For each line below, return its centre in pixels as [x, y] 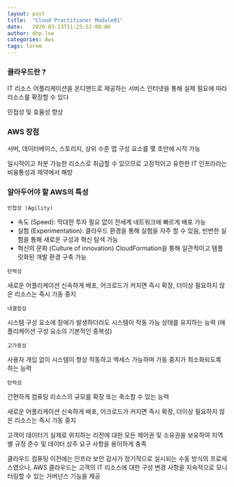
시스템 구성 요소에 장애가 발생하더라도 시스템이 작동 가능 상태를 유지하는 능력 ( [114, 322]
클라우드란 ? [27, 72]
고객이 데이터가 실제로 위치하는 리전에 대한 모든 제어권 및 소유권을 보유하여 [109, 435]
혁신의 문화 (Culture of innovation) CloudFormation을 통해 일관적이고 [114, 248]
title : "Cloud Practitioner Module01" [65, 20]
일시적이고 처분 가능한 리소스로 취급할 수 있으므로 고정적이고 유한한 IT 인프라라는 [117, 163]
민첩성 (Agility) [30, 208]
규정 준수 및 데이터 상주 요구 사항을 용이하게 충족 [80, 444]
